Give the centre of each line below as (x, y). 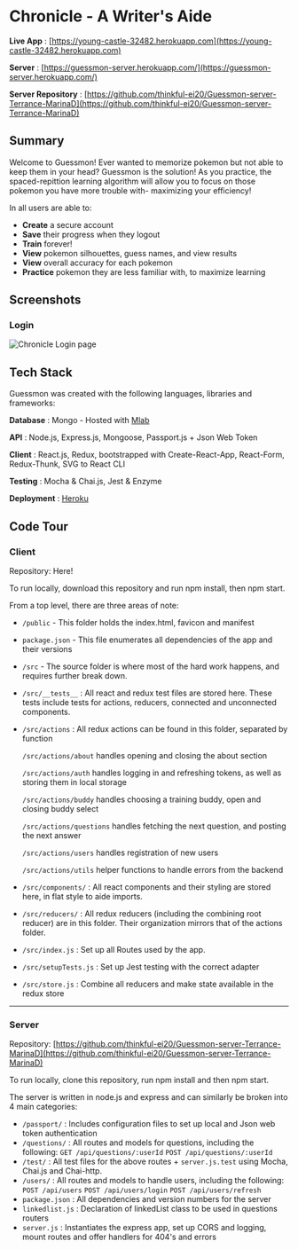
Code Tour (39, 526)
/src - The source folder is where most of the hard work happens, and (150, 666)
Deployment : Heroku (49, 499)
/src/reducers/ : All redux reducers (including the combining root (141, 913)
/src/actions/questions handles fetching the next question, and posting (154, 826)
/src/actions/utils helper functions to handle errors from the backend (153, 869)
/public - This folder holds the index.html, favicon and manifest (138, 622)
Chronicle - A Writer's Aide (111, 16)
